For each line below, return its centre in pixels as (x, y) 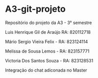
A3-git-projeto (36, 9)
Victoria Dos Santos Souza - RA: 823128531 (49, 60)
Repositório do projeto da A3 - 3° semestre (49, 23)
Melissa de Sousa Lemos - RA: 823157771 (47, 51)
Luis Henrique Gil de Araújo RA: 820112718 (48, 32)
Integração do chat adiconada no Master (46, 70)
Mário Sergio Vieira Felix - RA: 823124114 (47, 41)
